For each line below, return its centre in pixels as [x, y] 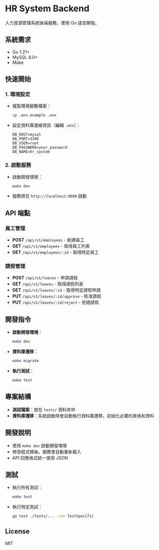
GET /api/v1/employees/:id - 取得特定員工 [55, 252]
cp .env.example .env [34, 115]
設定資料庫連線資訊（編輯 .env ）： [46, 125]
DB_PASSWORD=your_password [40, 148]
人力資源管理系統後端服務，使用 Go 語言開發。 [52, 23]
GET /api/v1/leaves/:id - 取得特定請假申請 [56, 290]
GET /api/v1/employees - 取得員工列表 [51, 246]
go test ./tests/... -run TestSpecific [53, 516]
